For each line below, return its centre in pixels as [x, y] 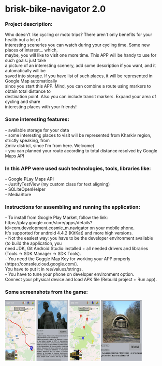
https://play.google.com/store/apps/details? [49, 223]
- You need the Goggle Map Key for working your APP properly [68, 259]
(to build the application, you [33, 243]
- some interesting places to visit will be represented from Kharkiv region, [78, 135]
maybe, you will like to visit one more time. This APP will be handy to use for [81, 55]
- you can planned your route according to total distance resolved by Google [81, 150]
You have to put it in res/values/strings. [44, 269]
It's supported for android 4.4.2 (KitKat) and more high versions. [69, 233]
